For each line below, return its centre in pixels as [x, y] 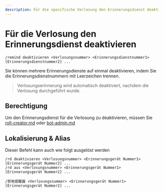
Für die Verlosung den [51, 34]
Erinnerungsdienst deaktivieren [71, 44]
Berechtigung [26, 106]
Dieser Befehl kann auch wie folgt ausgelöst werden [57, 150]
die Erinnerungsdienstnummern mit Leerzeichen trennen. [62, 76]
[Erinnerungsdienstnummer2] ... [38, 62]
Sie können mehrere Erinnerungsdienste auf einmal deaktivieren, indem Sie [81, 71]
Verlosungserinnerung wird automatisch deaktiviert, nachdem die [83, 85]
